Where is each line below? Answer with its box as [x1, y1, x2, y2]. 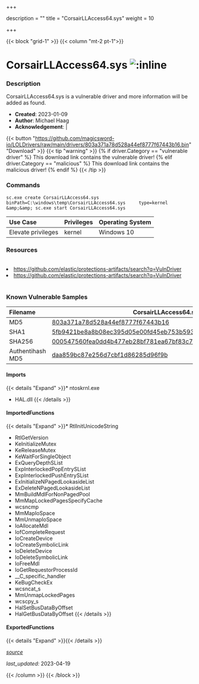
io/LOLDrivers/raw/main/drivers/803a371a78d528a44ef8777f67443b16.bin [6, 141, 190, 148]
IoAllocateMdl [14, 522, 49, 529]
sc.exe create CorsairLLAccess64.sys [6, 194, 99, 200]
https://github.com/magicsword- [35, 135, 115, 142]
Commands [6, 181, 40, 190]
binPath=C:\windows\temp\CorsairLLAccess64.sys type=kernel [6, 200, 168, 206]
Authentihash [9, 347, 46, 356]
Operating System [98, 218, 152, 226]
